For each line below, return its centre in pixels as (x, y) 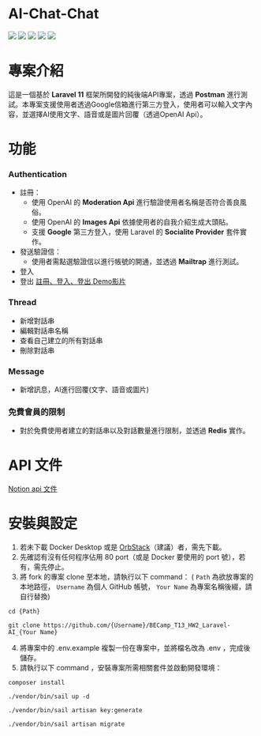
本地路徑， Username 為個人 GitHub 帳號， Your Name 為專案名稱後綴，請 (136, 587)
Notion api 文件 (33, 489)
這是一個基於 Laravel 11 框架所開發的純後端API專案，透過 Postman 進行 (125, 94)
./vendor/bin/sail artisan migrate (67, 724)
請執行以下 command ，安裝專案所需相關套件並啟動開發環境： (121, 668)
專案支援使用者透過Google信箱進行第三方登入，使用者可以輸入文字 (137, 104)
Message (26, 371)
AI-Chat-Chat (54, 14)
